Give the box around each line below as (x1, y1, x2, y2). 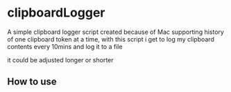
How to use (7, 76, 57, 88)
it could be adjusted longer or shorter (7, 55, 114, 64)
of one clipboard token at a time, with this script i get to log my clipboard (7, 35, 215, 43)
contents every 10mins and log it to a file (7, 42, 123, 50)
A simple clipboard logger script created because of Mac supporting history (7, 28, 224, 36)
